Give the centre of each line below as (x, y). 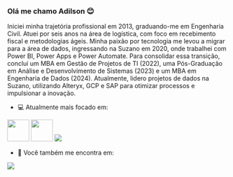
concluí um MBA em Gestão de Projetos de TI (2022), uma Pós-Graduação (115, 64)
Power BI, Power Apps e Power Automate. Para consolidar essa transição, (114, 56)
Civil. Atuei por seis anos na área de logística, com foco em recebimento (112, 34)
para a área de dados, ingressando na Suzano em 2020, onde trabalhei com (117, 49)
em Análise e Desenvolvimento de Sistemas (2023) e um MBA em (102, 71)
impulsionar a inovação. (42, 93)
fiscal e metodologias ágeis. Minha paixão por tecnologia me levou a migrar (116, 41)
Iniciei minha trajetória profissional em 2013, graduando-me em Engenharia (115, 27)
